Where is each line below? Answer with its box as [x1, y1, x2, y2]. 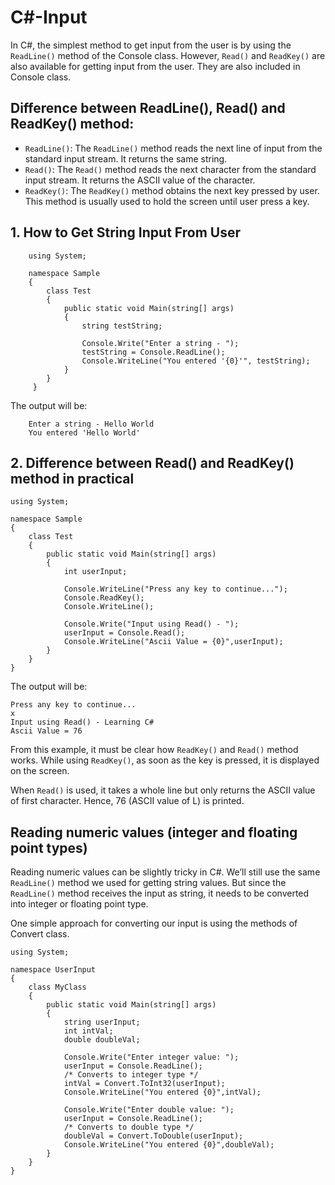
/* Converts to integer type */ [63, 1070, 199, 1080]
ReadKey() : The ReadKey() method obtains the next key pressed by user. [24, 184, 320, 196]
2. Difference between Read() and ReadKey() [10, 454, 295, 471]
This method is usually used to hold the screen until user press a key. [24, 195, 310, 207]
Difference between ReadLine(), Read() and [10, 100, 286, 117]
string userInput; [63, 1017, 141, 1028]
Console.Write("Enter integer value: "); [63, 1052, 240, 1063]
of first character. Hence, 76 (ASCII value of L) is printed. [10, 795, 245, 807]
